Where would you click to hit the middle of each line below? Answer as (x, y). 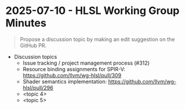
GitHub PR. (33, 45)
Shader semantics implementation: (65, 81)
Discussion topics (35, 57)
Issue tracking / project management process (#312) (86, 63)
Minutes (26, 23)
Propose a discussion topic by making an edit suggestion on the (97, 39)
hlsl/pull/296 (38, 87)
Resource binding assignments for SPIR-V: (74, 69)
